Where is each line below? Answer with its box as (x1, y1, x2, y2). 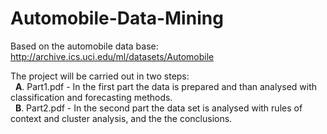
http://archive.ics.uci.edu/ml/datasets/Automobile (10, 50, 215, 62)
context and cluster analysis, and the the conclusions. (10, 112, 233, 124)
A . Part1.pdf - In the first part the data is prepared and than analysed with (14, 80, 318, 92)
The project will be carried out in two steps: (10, 70, 190, 82)
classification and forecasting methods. (10, 91, 173, 103)
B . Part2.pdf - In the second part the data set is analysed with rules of (14, 102, 303, 114)
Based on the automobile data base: (10, 40, 159, 52)
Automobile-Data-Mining (10, 7, 224, 30)
